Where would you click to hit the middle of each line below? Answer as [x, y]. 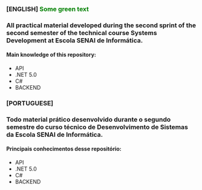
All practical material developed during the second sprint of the [101, 25]
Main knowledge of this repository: [51, 55]
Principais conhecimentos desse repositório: [64, 149]
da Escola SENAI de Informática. [55, 134]
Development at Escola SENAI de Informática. [75, 40]
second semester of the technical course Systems [82, 33]
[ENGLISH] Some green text [48, 9]
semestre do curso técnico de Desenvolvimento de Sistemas [97, 127]
